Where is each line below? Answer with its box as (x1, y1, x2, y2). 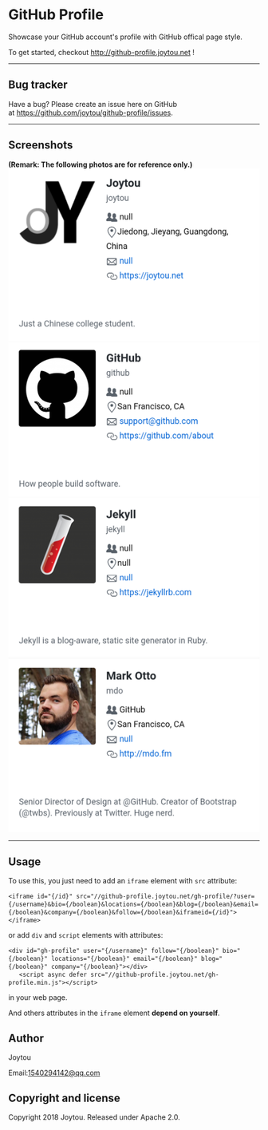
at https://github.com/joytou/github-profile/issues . (8, 108, 173, 117)
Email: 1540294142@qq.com (8, 1068, 100, 1078)
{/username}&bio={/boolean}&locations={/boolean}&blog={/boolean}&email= (8, 900, 259, 909)
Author (8, 1031, 44, 1045)
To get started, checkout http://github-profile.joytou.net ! (8, 47, 195, 57)
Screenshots (8, 138, 73, 152)
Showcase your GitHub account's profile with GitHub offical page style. (8, 32, 243, 41)
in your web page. (8, 993, 68, 1002)
